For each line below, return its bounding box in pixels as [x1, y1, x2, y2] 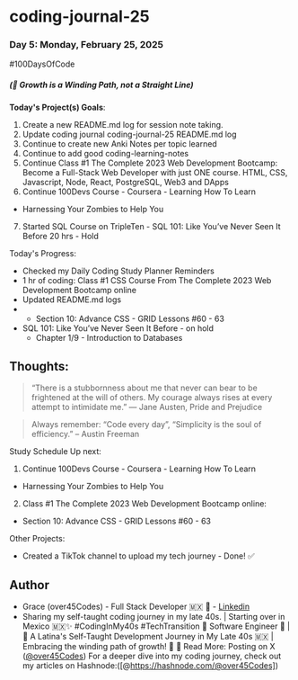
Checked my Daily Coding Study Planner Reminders [22, 265, 215, 276]
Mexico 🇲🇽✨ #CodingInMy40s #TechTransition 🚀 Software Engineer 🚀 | [22, 621, 291, 631]
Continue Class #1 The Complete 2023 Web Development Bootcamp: [22, 157, 278, 168]
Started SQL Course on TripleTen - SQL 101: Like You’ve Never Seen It [22, 221, 281, 232]
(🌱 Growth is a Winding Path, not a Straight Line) [9, 79, 195, 91]
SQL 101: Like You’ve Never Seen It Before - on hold [22, 323, 214, 334]
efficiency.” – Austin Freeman [31, 429, 140, 440]
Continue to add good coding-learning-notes [22, 148, 189, 159]
